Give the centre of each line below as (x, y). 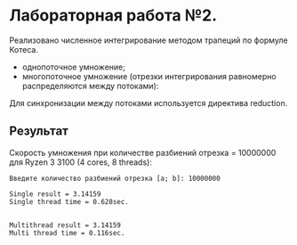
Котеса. (24, 49)
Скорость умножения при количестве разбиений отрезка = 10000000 (143, 152)
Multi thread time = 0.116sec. (67, 233)
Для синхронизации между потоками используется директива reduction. (148, 102)
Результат (39, 131)
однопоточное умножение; (74, 67)
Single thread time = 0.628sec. (69, 201)
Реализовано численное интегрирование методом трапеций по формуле (148, 40)
